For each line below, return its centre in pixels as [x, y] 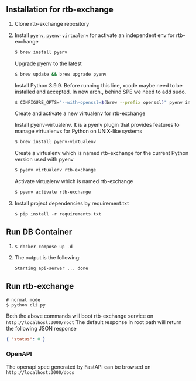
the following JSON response [42, 328]
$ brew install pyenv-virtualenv [55, 142]
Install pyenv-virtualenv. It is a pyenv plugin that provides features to [97, 125]
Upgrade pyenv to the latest [48, 63]
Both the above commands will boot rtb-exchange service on [80, 316]
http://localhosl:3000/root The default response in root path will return [94, 322]
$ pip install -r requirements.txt [58, 214]
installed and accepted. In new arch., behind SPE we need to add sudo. [100, 92]
